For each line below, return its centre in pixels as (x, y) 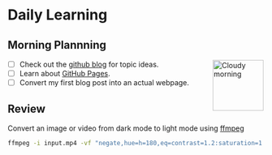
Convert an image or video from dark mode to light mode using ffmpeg (126, 128)
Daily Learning (58, 15)
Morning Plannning (57, 45)
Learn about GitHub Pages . (65, 74)
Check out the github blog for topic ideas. (89, 64)
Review (27, 108)
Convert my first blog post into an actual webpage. (104, 83)
